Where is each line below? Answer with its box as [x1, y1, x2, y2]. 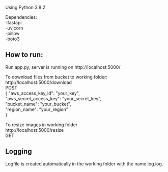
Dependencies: [5, 14, 37, 20]
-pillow [5, 31, 20, 36]
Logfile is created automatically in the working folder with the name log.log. [5, 160, 163, 167]
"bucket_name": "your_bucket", [5, 101, 71, 107]
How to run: [5, 50, 43, 59]
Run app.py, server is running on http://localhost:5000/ [5, 64, 121, 70]
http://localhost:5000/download [5, 79, 72, 85]
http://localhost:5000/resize [5, 127, 64, 133]
